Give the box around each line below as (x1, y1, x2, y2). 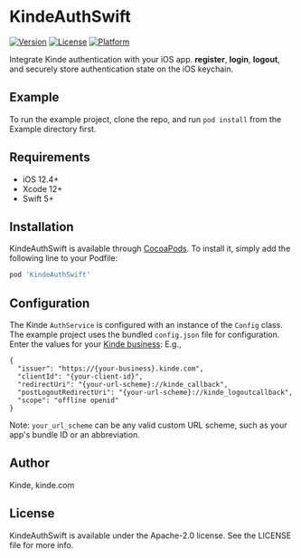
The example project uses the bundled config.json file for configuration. (9, 329, 280, 341)
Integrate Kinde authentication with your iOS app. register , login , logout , (9, 53, 280, 64)
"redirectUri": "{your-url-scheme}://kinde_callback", (17, 380, 229, 390)
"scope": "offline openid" (17, 396, 119, 405)
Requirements (9, 149, 90, 165)
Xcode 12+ (22, 183, 63, 194)
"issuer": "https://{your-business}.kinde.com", (17, 364, 204, 373)
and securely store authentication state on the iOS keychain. (9, 63, 233, 74)
